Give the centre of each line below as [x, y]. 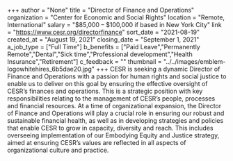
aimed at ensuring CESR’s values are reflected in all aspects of [97, 143]
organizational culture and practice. [58, 150]
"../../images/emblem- [194, 61]
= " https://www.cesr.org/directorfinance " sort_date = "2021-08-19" [104, 32]
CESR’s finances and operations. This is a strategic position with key [105, 91]
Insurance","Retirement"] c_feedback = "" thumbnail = [85, 61]
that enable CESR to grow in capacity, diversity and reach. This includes [110, 128]
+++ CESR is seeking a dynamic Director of [158, 69]
